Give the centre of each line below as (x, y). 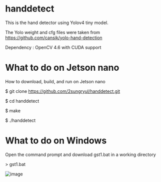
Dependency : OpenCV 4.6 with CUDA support (53, 47)
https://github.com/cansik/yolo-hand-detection (54, 38)
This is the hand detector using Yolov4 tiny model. (57, 23)
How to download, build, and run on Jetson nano (55, 81)
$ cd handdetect (22, 101)
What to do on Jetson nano (62, 68)
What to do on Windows (56, 141)
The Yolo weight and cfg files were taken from (53, 32)
